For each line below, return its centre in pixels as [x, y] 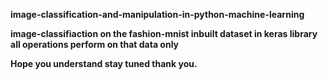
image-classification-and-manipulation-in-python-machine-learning [157, 14]
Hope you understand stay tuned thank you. [104, 63]
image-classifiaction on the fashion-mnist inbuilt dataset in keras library [164, 33]
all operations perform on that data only [95, 44]
